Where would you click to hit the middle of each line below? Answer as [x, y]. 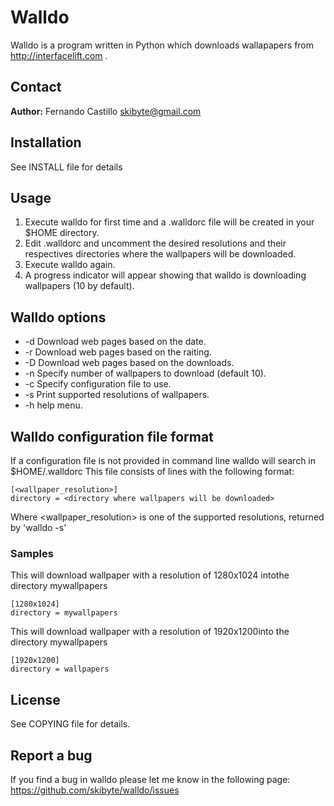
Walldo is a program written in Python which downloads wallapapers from [162, 45]
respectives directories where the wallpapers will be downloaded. [160, 254]
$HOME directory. [62, 233]
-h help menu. [53, 405]
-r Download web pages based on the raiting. [118, 352]
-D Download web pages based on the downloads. [129, 363]
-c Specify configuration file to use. [98, 384]
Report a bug [51, 755]
